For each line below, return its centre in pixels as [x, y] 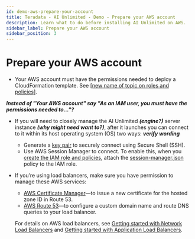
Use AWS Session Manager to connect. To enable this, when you [103, 151]
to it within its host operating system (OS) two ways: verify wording [97, 134]
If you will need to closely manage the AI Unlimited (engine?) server [97, 121]
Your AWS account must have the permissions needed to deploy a [95, 79]
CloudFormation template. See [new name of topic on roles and [92, 86]
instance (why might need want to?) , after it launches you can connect [102, 127]
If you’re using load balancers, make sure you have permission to [94, 176]
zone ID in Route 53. [48, 199]
